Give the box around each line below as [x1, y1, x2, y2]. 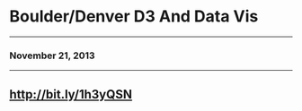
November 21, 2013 [9, 49, 96, 62]
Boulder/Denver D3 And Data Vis [9, 6, 259, 27]
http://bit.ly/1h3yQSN [9, 87, 133, 102]
